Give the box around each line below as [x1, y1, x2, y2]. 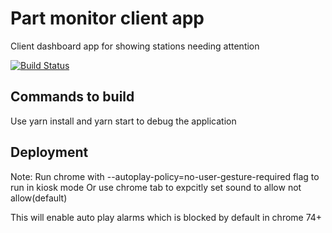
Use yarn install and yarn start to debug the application [10, 115, 237, 127]
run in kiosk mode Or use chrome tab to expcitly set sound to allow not [10, 181, 302, 193]
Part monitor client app [10, 7, 205, 30]
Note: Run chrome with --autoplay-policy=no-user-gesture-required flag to [10, 170, 320, 182]
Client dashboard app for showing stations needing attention [10, 40, 260, 52]
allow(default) [10, 192, 68, 204]
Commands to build [10, 88, 135, 106]
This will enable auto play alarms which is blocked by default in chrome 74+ [10, 211, 323, 223]
